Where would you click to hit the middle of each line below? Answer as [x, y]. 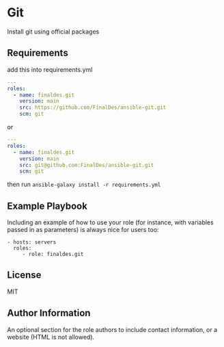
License [24, 275]
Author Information [49, 313]
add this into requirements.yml [50, 69]
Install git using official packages [53, 31]
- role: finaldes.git [53, 255]
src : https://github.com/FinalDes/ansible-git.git [93, 107]
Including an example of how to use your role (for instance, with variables [110, 222]
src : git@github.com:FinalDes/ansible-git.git [87, 165]
